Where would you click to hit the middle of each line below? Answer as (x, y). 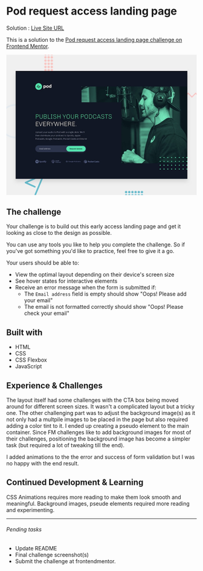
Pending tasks (24, 530)
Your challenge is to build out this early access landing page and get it (94, 226)
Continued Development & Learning (75, 483)
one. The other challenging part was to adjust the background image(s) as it (101, 413)
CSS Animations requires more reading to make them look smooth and (94, 497)
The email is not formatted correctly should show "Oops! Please (104, 307)
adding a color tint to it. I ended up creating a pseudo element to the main (98, 425)
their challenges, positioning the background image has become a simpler (98, 439)
